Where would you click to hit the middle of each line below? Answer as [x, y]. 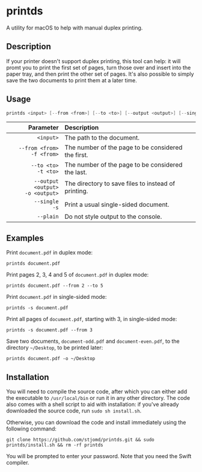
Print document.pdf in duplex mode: [50, 253]
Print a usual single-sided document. [117, 204]
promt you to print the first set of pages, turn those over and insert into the [99, 67]
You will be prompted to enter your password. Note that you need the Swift [99, 456]
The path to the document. [102, 138]
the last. [76, 173]
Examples [25, 238]
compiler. [18, 463]
